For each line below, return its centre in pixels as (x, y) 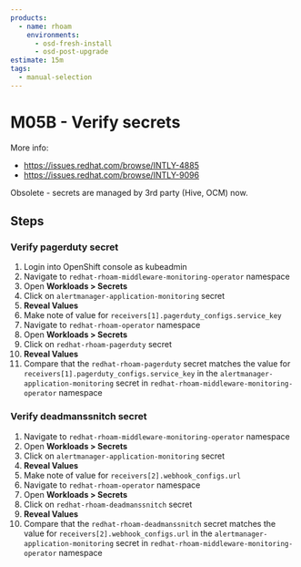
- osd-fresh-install (73, 43)
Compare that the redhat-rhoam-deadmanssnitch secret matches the (150, 523)
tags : (20, 69)
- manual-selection (55, 77)
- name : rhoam (45, 26)
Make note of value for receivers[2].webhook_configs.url (132, 475)
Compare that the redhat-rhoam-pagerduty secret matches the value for (157, 364)
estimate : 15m (37, 60)
